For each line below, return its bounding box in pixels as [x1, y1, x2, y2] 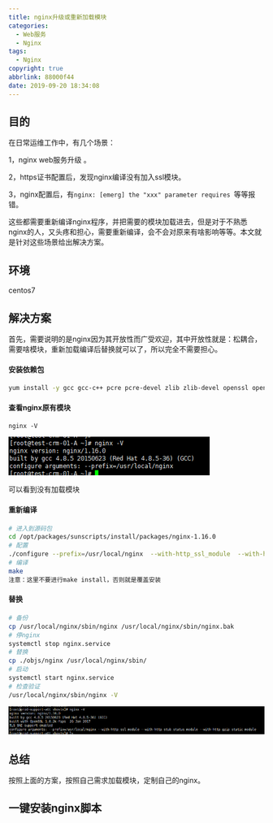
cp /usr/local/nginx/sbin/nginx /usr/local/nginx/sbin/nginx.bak [8, 622, 234, 630]
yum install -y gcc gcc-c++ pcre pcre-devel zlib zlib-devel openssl [8, 384, 249, 392]
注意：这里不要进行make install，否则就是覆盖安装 [8, 575, 161, 584]
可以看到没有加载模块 [8, 484, 80, 495]
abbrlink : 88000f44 [8, 73, 75, 81]
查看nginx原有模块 [8, 402, 71, 412]
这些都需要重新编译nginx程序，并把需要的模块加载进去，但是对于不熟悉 [8, 217, 248, 227]
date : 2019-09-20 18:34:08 [8, 81, 100, 89]
